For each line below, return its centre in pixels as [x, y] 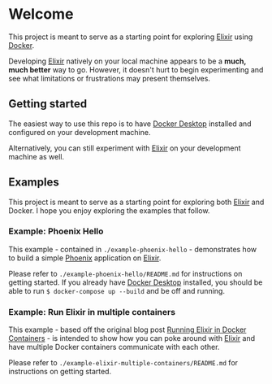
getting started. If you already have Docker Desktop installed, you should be [136, 282]
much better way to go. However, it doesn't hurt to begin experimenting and [136, 69]
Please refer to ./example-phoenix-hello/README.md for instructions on [125, 273]
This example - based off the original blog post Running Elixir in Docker [127, 329]
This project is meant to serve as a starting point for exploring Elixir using [131, 37]
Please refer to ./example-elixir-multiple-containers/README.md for [123, 363]
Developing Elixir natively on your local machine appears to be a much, [127, 61]
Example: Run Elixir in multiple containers [92, 312]
